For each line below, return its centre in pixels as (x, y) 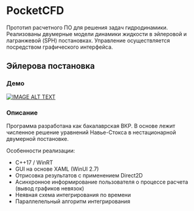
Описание (22, 112)
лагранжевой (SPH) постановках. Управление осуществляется (88, 40)
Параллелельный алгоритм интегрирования (73, 201)
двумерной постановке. (37, 138)
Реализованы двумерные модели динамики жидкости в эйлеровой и (97, 34)
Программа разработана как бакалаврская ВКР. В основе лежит (91, 126)
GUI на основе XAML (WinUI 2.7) (57, 169)
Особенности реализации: (41, 151)
